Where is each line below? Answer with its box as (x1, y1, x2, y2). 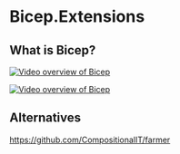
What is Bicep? (9, 43, 96, 58)
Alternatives (9, 111, 82, 126)
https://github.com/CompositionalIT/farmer (9, 134, 171, 145)
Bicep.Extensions (9, 6, 145, 27)
